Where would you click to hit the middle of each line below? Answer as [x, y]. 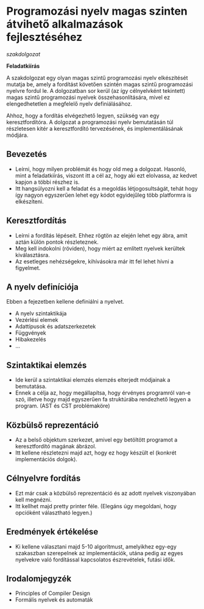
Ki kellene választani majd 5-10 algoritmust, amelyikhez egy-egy [96, 546]
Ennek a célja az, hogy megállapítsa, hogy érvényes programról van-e [103, 393]
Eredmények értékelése [52, 532]
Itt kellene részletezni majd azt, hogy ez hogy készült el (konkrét [96, 453]
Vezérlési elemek [37, 320]
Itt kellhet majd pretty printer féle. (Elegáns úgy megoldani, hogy [96, 506]
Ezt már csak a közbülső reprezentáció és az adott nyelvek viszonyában [105, 493]
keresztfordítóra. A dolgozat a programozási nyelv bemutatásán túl [90, 122]
